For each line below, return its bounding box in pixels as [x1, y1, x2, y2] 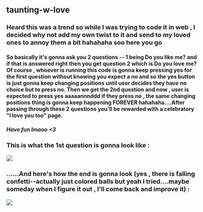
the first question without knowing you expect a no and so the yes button [6, 72, 195, 80]
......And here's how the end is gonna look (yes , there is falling [6, 170, 195, 178]
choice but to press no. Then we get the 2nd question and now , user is [6, 85, 189, 93]
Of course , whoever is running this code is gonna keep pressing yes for [6, 66, 192, 74]
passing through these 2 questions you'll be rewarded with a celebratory [6, 105, 195, 112]
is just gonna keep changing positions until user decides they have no [6, 79, 187, 87]
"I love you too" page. [6, 111, 63, 119]
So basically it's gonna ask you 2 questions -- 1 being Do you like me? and [6, 53, 197, 60]
